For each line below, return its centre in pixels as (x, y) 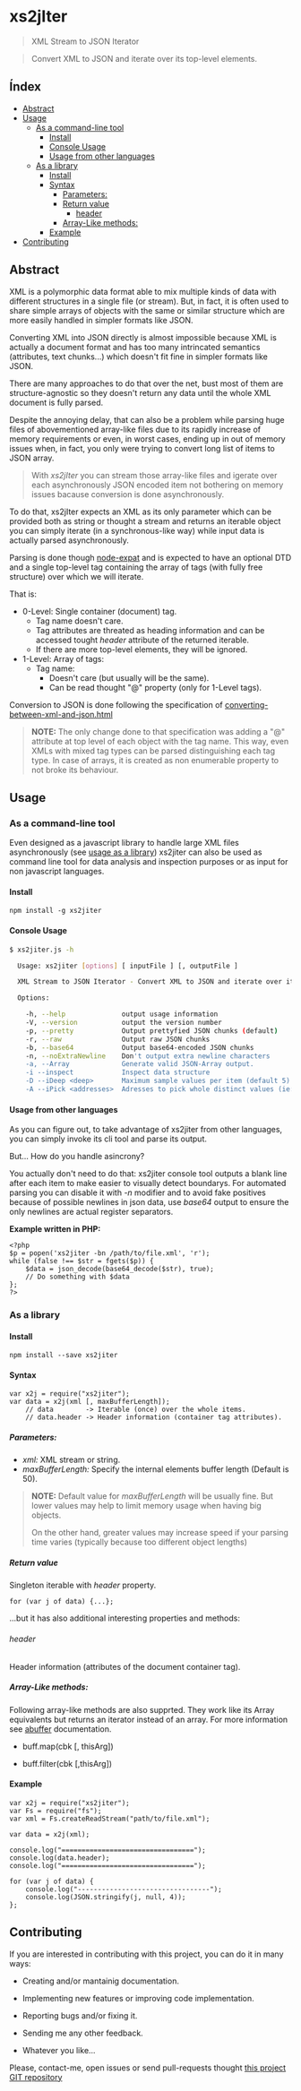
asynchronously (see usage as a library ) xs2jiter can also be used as (136, 852)
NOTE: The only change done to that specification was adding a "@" (158, 731)
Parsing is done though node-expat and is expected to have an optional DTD (150, 557)
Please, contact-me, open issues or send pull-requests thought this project (148, 2068)
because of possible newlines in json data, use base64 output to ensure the (149, 1202)
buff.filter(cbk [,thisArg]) (67, 1763)
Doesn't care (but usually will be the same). (129, 677)
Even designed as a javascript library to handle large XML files (124, 843)
